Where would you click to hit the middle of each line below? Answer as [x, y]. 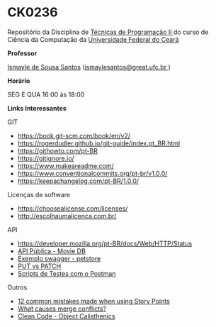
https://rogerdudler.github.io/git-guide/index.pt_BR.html [99, 143]
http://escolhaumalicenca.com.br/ [67, 216]
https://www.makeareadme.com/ [66, 166]
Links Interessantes [37, 108]
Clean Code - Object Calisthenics [66, 316]
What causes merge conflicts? [62, 309]
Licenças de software [39, 194]
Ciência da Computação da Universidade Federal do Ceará [93, 39]
